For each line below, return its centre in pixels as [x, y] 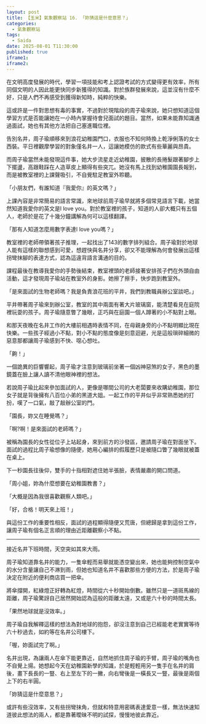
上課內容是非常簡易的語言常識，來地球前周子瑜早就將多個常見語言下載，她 [100, 201]
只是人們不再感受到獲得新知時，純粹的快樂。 [73, 97]
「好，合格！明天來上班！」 [41, 509]
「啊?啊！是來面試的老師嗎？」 [45, 429]
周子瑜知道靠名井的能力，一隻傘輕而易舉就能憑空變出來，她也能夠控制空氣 [100, 562]
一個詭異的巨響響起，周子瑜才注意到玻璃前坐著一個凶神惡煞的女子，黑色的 [100, 367]
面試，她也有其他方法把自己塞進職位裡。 [63, 125]
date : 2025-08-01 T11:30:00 [42, 47]
